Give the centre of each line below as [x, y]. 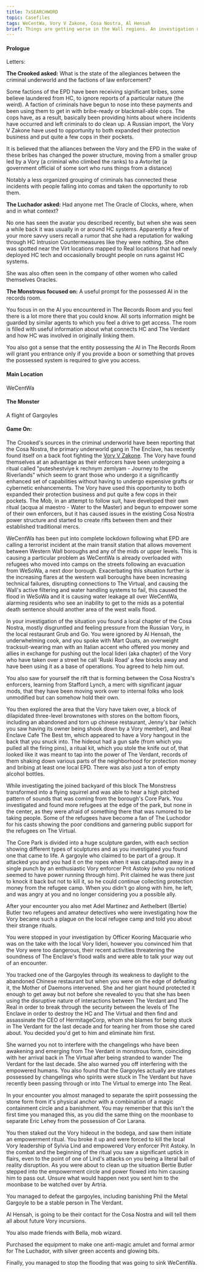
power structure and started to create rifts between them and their [89, 520]
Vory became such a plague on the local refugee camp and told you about [99, 919]
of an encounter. [27, 963]
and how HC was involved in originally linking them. [71, 335]
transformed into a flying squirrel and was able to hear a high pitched [93, 792]
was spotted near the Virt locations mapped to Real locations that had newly [102, 249]
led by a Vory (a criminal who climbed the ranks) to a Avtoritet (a [87, 162]
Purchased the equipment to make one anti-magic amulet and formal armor [100, 1245]
